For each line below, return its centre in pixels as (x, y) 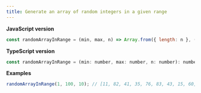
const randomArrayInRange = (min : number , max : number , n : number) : (93, 62)
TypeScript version (31, 51)
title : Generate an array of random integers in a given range (87, 12)
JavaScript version (30, 29)
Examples (19, 73)
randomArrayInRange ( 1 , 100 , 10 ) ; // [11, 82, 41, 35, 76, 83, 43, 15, (96, 84)
